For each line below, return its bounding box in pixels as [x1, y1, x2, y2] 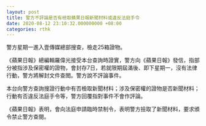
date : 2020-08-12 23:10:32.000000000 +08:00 [6, 20, 122, 26]
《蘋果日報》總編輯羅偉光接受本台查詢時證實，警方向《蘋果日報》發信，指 [6, 56, 194, 64]
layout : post [6, 9, 40, 15]
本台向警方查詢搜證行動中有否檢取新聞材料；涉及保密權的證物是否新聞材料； [6, 85, 200, 92]
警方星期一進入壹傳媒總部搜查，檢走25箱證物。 [6, 43, 126, 51]
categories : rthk [6, 26, 51, 32]
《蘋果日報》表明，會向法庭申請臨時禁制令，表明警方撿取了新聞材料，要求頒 [6, 105, 200, 113]
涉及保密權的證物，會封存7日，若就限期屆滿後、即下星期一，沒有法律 [22, 64, 197, 72]
